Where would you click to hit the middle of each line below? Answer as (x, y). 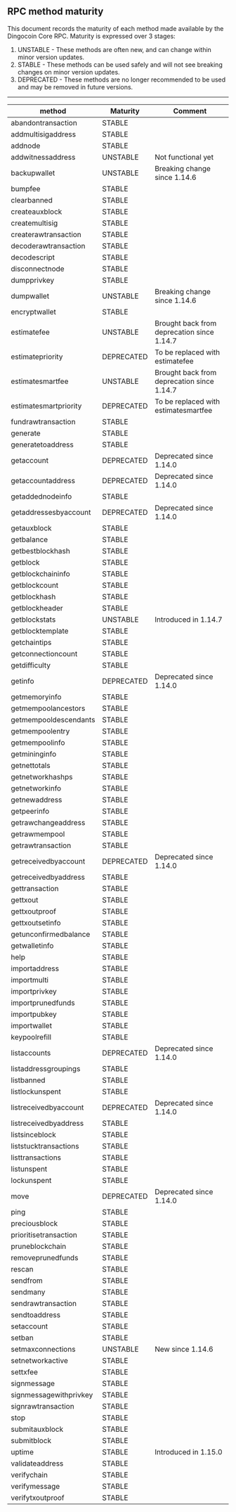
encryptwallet (33, 312)
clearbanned (32, 200)
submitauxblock (37, 1429)
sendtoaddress (36, 1314)
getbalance (29, 539)
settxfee (25, 1372)
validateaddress (37, 1463)
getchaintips (31, 642)
